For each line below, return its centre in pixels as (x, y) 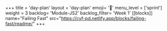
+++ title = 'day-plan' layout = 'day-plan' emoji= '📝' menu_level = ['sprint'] (84, 8)
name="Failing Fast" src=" (33, 18)
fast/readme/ (19, 23)
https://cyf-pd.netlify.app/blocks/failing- (104, 18)
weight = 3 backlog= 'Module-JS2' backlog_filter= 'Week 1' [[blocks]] (79, 13)
